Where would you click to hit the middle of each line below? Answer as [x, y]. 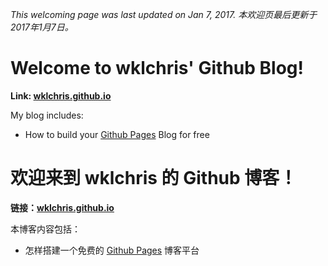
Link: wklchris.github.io [61, 95]
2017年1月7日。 [42, 27]
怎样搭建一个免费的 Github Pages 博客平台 [112, 250]
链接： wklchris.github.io [62, 207]
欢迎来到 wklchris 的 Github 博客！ [154, 178]
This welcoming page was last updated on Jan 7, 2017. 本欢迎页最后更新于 [164, 14]
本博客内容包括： [45, 229]
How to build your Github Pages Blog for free [117, 134]
